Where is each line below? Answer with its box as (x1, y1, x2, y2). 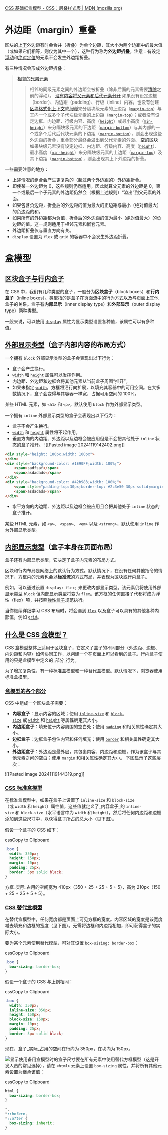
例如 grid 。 (18, 614, 42, 620)
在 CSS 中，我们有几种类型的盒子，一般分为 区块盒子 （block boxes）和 (5, 288, 151, 294)
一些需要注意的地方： (5, 166, 49, 172)
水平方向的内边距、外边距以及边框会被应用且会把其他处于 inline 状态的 (12, 503, 160, 509)
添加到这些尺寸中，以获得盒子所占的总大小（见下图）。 (5, 816, 117, 822)
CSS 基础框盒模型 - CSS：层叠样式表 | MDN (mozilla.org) (5, 5, 122, 11)
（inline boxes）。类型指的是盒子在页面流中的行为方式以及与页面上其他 (14, 295, 159, 301)
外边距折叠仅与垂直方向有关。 (12, 227, 74, 233)
